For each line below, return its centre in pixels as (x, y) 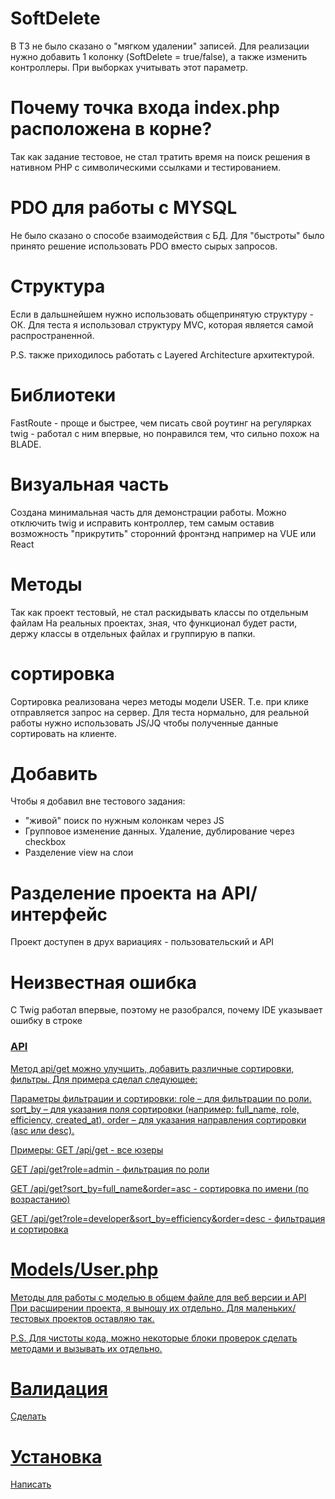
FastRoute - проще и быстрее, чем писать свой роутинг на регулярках (161, 423)
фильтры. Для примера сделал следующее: (104, 1079)
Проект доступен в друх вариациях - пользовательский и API (142, 942)
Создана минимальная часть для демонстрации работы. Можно (148, 512)
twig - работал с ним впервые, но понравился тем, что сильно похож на (165, 433)
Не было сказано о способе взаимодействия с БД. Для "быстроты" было (167, 235)
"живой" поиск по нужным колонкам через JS (124, 821)
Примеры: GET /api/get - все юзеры (87, 1149)
